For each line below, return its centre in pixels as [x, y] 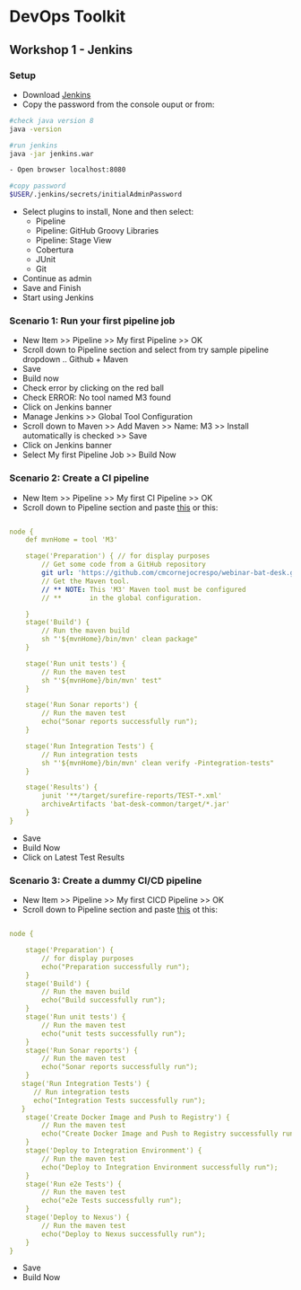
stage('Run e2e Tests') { [74, 1184]
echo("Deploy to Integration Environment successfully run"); [160, 1167]
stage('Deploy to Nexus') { [77, 1218]
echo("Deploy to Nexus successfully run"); [124, 1234]
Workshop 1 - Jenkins [71, 50]
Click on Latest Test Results [73, 857]
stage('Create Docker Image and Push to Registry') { [128, 1117]
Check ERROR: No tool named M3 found [97, 398]
